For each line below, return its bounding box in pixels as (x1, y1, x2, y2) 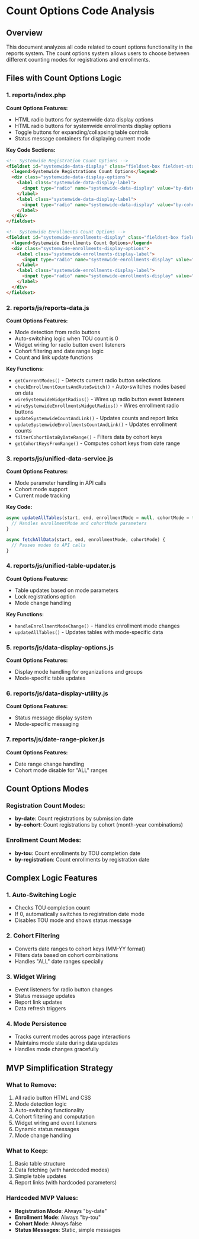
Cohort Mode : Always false (14, 1219, 82, 1227)
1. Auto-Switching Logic (6, 891, 77, 899)
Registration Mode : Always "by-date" (14, 1207, 108, 1214)
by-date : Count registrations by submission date (14, 815, 133, 822)
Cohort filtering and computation (14, 1113, 95, 1120)
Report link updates (14, 998, 63, 1006)
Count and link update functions (14, 354, 94, 361)
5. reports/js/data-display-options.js (6, 643, 114, 651)
